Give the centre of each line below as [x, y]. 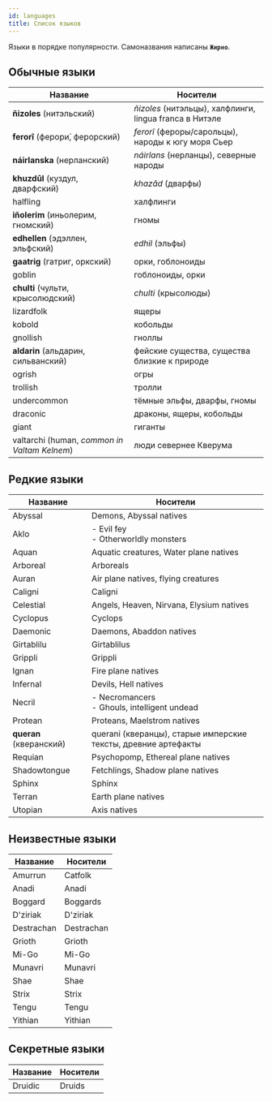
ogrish [25, 374]
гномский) [33, 226]
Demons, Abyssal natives [140, 516]
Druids [72, 1086]
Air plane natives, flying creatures [155, 579]
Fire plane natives [125, 671]
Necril [24, 703]
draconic [30, 414]
